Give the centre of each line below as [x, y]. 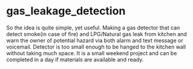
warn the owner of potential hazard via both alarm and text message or [95, 40]
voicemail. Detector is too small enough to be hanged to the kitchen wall [96, 47]
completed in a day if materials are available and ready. [75, 59]
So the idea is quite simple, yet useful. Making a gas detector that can [93, 28]
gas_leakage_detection [66, 11]
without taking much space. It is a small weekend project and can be [92, 53]
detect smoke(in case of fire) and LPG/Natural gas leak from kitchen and [97, 34]
